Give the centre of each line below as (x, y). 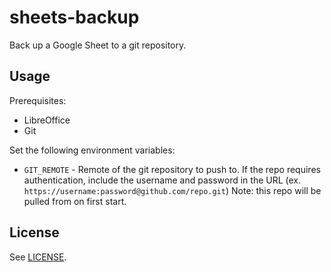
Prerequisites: (38, 100)
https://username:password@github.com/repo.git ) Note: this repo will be (172, 190)
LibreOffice (47, 120)
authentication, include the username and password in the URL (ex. (162, 180)
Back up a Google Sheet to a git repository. (98, 45)
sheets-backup (74, 17)
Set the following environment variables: (92, 150)
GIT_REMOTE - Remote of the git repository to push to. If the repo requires (172, 169)
